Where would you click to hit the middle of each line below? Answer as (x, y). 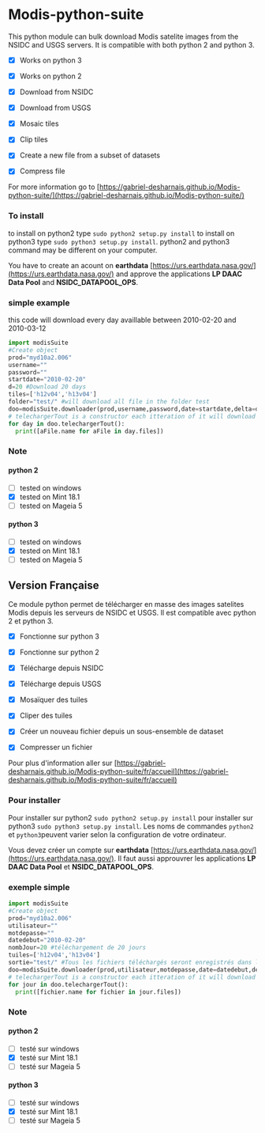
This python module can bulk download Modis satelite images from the (123, 36)
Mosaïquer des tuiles (54, 700)
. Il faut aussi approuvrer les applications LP (185, 858)
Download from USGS (55, 108)
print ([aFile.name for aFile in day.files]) (90, 431)
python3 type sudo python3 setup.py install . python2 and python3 (119, 241)
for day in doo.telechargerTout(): (67, 424)
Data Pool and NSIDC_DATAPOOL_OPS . (73, 282)
